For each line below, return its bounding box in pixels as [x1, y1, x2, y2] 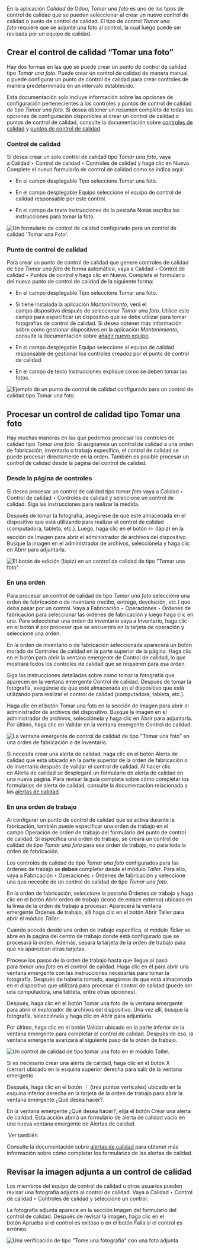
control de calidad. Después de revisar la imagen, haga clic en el [7, 1213, 165, 1220]
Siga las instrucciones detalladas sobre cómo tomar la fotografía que [7, 671, 175, 678]
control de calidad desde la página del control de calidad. [7, 460, 147, 467]
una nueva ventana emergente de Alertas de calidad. [7, 1120, 136, 1127]
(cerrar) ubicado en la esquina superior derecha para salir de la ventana [7, 1066, 182, 1073]
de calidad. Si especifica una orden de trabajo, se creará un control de [7, 836, 179, 843]
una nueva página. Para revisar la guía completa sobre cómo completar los [7, 775, 190, 782]
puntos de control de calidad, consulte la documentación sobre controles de [7, 119, 193, 126]
